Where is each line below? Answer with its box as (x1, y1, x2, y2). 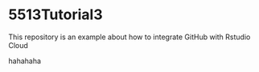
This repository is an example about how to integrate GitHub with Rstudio (8, 32, 251, 42)
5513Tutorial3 (8, 6, 103, 24)
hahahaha (8, 56, 42, 66)
